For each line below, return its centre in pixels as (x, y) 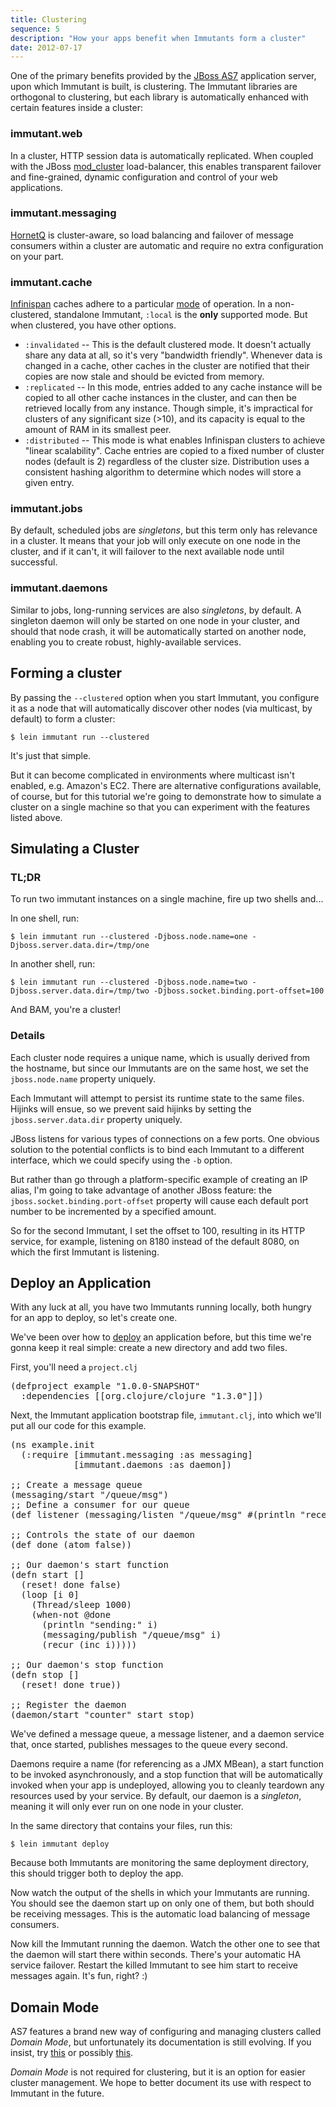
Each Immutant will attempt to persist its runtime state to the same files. (157, 1098)
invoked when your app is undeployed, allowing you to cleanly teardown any (167, 1785)
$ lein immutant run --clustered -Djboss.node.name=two (129, 982)
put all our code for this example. (78, 1426)
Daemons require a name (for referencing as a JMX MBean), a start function (167, 1764)
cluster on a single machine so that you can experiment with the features (160, 807)
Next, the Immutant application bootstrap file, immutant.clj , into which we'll (166, 1415)
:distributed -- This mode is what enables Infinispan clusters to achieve (175, 440)
